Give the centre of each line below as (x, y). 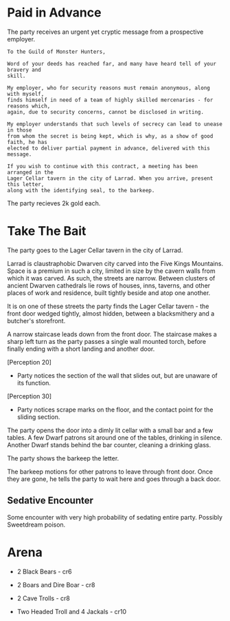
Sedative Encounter (50, 501)
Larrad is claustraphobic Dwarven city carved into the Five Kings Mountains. (115, 263)
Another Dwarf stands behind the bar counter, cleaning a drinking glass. (109, 445)
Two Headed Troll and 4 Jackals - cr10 (72, 611)
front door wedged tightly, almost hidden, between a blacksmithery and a (111, 313)
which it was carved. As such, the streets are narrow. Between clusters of (111, 278)
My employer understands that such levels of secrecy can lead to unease (115, 124)
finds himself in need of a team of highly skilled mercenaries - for (110, 100)
